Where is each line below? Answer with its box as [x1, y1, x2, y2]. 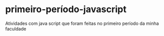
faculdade [5, 25, 26, 31]
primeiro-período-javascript [5, 4, 127, 15]
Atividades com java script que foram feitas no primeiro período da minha [5, 20, 159, 26]
